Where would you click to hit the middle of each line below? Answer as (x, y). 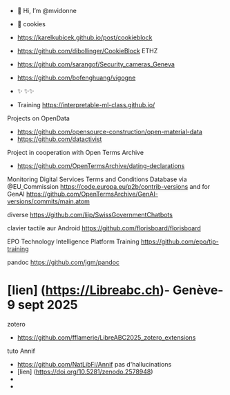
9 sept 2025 (42, 305)
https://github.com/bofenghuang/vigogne (76, 77)
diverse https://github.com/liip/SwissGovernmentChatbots (90, 215)
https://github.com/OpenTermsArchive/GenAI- (93, 194)
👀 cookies (31, 24)
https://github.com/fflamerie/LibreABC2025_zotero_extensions (106, 337)
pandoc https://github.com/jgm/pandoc (63, 262)
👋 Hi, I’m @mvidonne (47, 11)
